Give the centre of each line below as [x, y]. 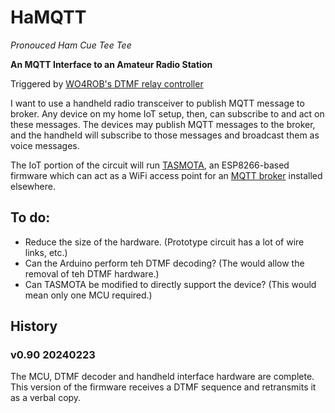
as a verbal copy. [46, 398]
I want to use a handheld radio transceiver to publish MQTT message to [157, 103]
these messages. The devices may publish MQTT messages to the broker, [163, 124]
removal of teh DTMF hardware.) [92, 273]
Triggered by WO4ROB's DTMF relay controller [107, 83]
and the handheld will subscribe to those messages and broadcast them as [165, 135]
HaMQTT [48, 17]
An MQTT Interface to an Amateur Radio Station [111, 64]
